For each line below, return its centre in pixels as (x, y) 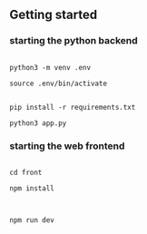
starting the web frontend (67, 146)
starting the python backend (73, 41)
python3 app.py (38, 123)
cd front (26, 172)
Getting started (54, 15)
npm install (32, 188)
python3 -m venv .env (50, 67)
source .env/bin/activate (58, 83)
